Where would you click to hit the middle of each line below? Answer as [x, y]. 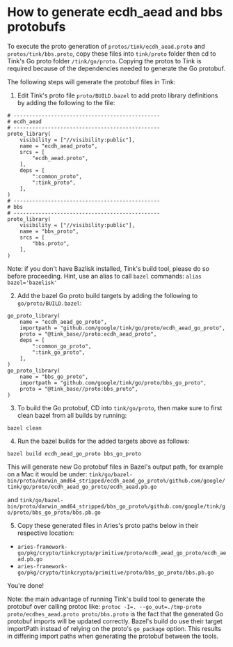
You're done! [25, 585]
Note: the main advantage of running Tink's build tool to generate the [106, 599]
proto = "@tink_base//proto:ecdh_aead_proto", [88, 334]
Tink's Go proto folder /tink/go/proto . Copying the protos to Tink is [104, 61]
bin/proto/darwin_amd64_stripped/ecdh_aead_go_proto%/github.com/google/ [116, 481]
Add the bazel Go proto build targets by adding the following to [107, 295]
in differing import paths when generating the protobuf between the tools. [113, 636]
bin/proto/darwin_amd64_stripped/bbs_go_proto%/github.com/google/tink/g [116, 506]
